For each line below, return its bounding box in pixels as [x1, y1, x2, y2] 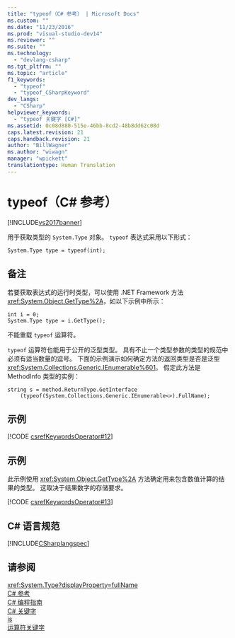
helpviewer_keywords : [7, 109, 71, 116]
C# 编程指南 [7, 598, 43, 606]
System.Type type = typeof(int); [7, 247, 106, 254]
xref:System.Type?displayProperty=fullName [7, 581, 138, 589]
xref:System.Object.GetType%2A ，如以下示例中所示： [7, 296, 166, 305]
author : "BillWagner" [7, 142, 71, 149]
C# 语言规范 [7, 520, 60, 532]
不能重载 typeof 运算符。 [7, 330, 80, 339]
